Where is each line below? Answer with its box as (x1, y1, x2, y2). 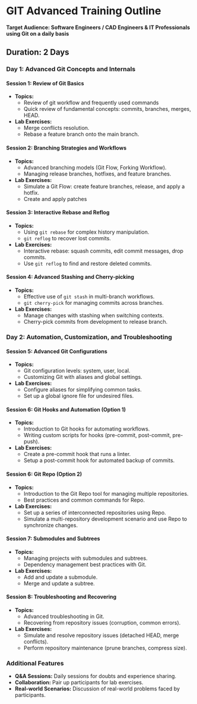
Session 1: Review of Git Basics (6, 79, 84, 87)
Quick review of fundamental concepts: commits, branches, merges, (23, 106, 192, 113)
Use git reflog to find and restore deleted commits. (23, 260, 152, 267)
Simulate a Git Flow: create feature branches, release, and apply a (23, 183, 185, 190)
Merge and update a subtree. (23, 579, 95, 587)
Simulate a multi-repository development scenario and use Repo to (23, 515, 188, 523)
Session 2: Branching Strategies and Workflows (6, 144, 126, 152)
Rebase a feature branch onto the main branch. (23, 130, 139, 138)
